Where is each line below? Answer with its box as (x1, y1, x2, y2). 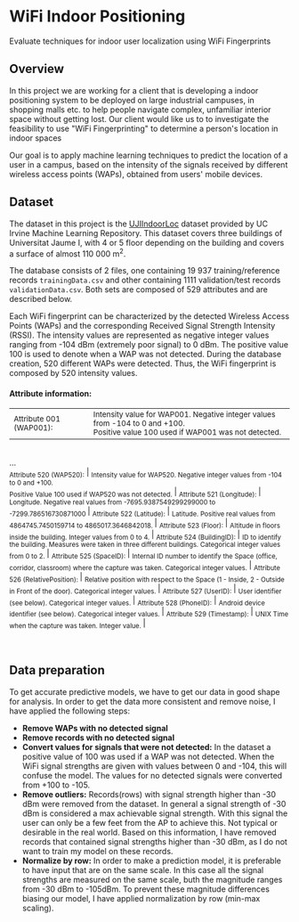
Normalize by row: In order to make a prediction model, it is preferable (21, 855, 282, 866)
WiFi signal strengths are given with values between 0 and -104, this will (21, 760, 287, 771)
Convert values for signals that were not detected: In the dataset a (21, 741, 271, 752)
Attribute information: (9, 388, 92, 398)
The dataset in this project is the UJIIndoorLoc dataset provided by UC (9, 218, 269, 229)
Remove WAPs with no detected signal (21, 722, 169, 733)
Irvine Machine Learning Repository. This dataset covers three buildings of (9, 227, 283, 238)
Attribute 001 (13, 414, 61, 424)
